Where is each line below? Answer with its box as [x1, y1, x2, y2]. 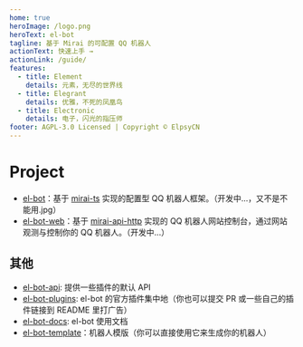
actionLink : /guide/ [9, 55, 88, 64]
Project [9, 162, 65, 182]
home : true [9, 13, 51, 23]
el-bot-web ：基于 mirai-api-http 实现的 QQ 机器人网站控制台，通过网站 [22, 215, 288, 227]
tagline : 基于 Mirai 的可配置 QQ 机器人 [9, 38, 152, 48]
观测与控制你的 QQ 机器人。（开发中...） [22, 227, 170, 237]
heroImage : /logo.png [9, 22, 91, 31]
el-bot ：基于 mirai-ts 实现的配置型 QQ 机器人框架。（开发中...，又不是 [22, 192, 280, 204]
